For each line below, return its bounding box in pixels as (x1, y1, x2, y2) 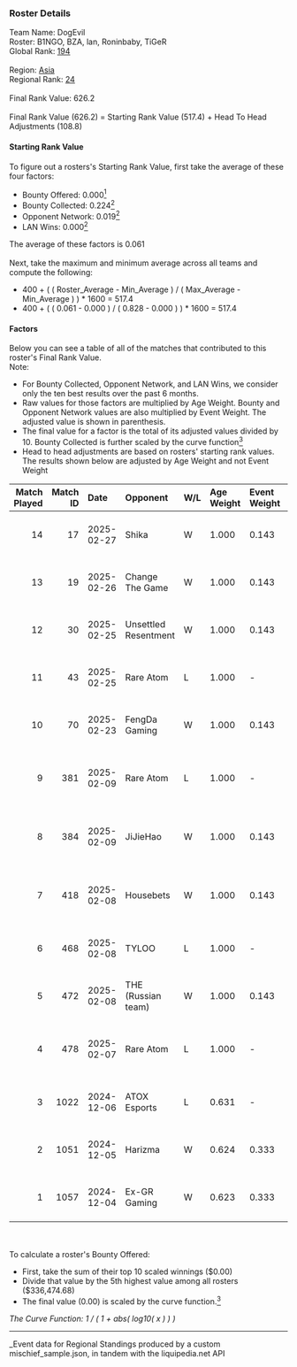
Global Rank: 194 (9, 46, 71, 57)
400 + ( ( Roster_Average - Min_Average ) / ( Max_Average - (21, 284, 241, 295)
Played (13, 496, 43, 509)
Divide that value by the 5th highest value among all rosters (21, 1275, 239, 1286)
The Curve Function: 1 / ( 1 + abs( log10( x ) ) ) (9, 1313, 176, 1324)
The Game (125, 581, 169, 594)
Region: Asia (9, 65, 55, 75)
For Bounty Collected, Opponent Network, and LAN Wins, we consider (21, 379, 278, 389)
